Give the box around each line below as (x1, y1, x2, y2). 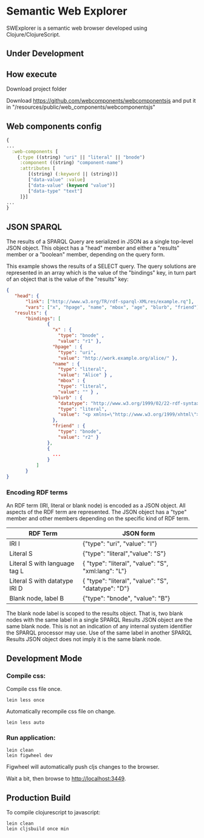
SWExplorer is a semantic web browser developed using (6, 24, 148, 32)
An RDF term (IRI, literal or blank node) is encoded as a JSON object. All (6, 502, 186, 509)
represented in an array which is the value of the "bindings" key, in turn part (6, 269, 196, 276)
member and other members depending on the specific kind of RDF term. (6, 515, 190, 522)
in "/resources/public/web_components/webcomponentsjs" (6, 103, 156, 111)
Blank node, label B (9, 594, 64, 603)
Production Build (6, 792, 71, 803)
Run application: (6, 733, 56, 742)
